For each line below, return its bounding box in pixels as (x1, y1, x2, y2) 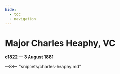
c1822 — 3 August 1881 (5, 54, 54, 60)
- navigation (9, 16, 36, 21)
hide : (5, 7, 16, 12)
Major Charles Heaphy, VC (5, 37, 116, 49)
